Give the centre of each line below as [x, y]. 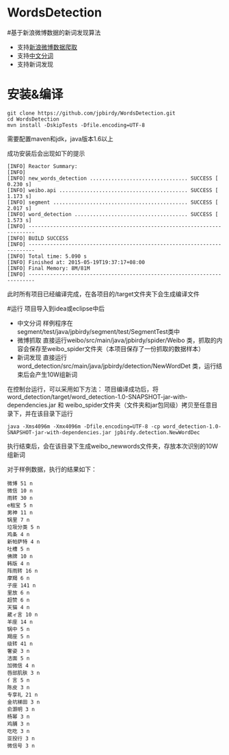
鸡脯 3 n [18, 724]
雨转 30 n [20, 498]
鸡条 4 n [18, 534]
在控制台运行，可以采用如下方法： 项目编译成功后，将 [83, 389]
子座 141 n [22, 585]
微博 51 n [20, 483]
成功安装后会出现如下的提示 [46, 153]
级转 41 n [20, 644]
